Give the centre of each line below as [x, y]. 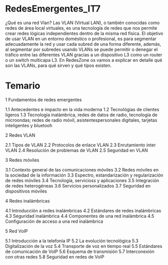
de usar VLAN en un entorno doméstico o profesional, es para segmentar [81, 39]
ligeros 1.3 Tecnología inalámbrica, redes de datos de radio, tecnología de [81, 115]
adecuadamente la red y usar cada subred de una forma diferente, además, [83, 44]
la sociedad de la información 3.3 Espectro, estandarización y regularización [84, 175]
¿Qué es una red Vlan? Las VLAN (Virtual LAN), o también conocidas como [82, 23]
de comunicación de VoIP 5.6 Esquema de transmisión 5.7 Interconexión [80, 251]
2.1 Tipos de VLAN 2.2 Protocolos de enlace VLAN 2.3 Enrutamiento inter [80, 145]
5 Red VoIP [17, 231]
